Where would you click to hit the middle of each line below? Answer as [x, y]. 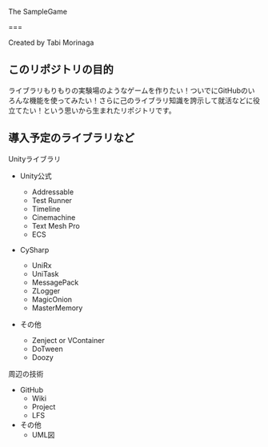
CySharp [34, 249]
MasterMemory [57, 308]
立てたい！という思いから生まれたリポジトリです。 [92, 110]
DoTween [47, 349]
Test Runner [52, 200]
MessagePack [55, 282]
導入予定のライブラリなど [71, 138]
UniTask [45, 273]
